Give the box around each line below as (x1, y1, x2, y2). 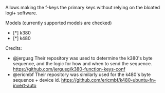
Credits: (5, 45, 22, 51)
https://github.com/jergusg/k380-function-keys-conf (12, 66, 126, 72)
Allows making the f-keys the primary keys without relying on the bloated (5, 5, 160, 10)
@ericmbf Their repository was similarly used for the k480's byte (12, 71, 151, 78)
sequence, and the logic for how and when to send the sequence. (12, 61, 153, 66)
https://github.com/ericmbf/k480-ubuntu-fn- (61, 77, 156, 83)
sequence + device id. (12, 77, 60, 83)
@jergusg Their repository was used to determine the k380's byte (12, 55, 153, 61)
